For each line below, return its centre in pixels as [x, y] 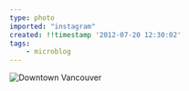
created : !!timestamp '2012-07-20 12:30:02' [95, 35]
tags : [20, 43]
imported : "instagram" [52, 26]
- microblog [48, 52]
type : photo [32, 18]
